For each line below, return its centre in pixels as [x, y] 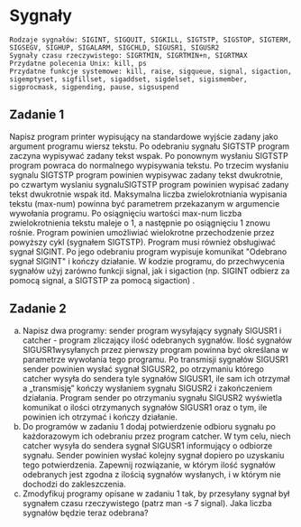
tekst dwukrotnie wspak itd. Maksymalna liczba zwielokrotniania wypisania [148, 194]
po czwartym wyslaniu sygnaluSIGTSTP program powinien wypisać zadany [149, 184]
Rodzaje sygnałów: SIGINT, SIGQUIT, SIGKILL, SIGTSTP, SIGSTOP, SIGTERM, [151, 40]
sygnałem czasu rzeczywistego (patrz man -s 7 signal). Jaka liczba [147, 503]
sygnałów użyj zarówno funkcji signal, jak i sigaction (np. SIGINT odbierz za [150, 271]
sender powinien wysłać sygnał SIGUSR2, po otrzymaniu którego [143, 369]
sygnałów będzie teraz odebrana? [85, 513]
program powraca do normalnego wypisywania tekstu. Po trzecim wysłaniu [149, 165]
